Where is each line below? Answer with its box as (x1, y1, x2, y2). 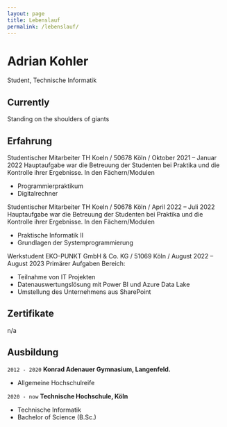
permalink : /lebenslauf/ (7, 23, 79, 30)
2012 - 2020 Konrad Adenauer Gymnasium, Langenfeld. (7, 365, 171, 373)
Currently (7, 96, 50, 108)
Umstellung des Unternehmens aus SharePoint (17, 287, 151, 296)
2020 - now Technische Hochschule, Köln (7, 391, 128, 401)
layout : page (7, 10, 45, 17)
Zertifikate (7, 308, 54, 320)
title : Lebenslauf (7, 17, 60, 24)
